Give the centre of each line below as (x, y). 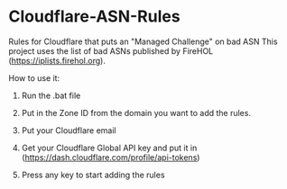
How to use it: (34, 77)
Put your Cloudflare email (69, 130)
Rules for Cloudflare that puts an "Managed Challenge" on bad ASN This (143, 41)
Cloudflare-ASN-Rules (95, 17)
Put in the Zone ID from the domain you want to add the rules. (136, 112)
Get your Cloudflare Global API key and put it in (109, 148)
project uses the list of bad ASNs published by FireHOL (111, 50)
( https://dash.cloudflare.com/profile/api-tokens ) (111, 157)
